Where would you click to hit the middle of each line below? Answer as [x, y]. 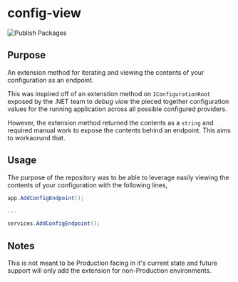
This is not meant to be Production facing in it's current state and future [112, 263]
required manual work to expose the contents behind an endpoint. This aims [119, 130]
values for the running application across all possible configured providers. [117, 109]
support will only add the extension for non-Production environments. [109, 271]
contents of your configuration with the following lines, [88, 185]
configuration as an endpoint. [51, 80]
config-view [45, 13]
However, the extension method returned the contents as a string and [110, 122]
